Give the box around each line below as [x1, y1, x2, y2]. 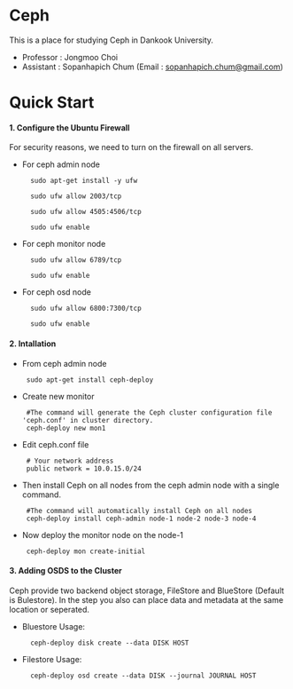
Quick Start [9, 92, 95, 113]
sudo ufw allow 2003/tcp [30, 192, 122, 201]
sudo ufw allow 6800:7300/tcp [30, 304, 142, 313]
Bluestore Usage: [21, 621, 86, 631]
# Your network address [26, 456, 114, 465]
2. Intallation [9, 338, 57, 349]
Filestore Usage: [21, 653, 82, 664]
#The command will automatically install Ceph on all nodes [26, 506, 253, 515]
